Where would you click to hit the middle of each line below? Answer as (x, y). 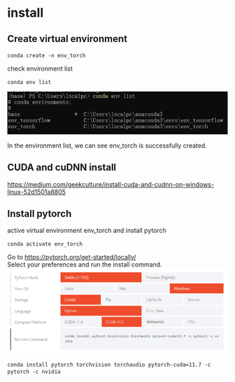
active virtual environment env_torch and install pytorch (87, 231)
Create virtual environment (67, 39)
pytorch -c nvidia (34, 372)
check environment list (40, 69)
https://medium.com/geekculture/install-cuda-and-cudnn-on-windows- (111, 184)
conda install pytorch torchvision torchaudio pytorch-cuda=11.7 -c (109, 365)
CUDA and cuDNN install (62, 168)
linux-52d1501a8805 (37, 192)
